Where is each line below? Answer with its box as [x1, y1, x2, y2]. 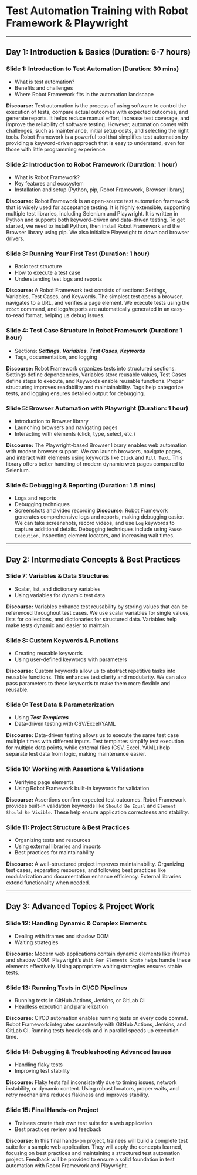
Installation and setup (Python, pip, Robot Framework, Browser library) [14, 186, 185, 193]
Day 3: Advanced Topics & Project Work [6, 901, 155, 911]
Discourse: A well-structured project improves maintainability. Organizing [6, 860, 185, 867]
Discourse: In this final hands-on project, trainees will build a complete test [6, 1137, 188, 1144]
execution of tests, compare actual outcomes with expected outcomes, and [6, 108, 189, 115]
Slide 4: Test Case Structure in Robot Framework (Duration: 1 [6, 326, 183, 335]
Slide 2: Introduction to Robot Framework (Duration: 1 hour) [6, 160, 178, 169]
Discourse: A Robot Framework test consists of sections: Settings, [6, 287, 167, 294]
